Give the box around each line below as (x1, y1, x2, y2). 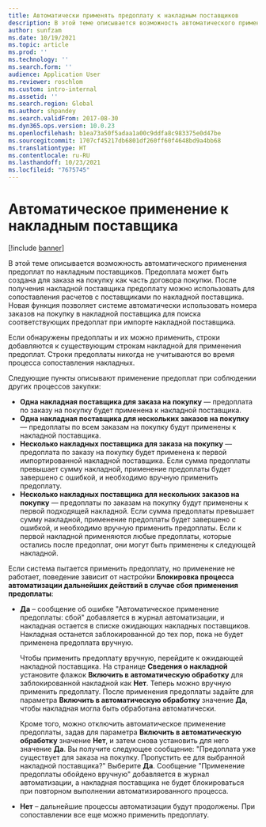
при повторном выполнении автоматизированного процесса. (19, 786, 229, 795)
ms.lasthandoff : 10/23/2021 (8, 159, 101, 167)
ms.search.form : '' (8, 63, 73, 71)
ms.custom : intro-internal (8, 85, 97, 93)
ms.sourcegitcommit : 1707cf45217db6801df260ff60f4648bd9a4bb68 (8, 136, 222, 145)
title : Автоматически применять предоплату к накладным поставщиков (8, 11, 239, 20)
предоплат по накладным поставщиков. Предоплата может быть (8, 267, 229, 276)
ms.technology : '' (8, 56, 69, 64)
